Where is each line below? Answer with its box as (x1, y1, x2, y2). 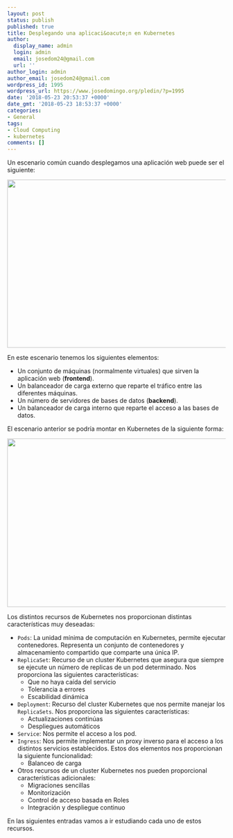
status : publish (7, 17, 54, 24)
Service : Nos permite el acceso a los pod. (17, 730, 137, 738)
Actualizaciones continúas (27, 715, 103, 723)
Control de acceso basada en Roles (27, 796, 130, 805)
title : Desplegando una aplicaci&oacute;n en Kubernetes (7, 29, 175, 37)
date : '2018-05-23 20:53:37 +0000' (7, 95, 110, 101)
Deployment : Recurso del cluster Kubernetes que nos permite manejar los (17, 700, 225, 709)
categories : (7, 107, 42, 114)
